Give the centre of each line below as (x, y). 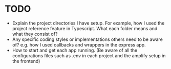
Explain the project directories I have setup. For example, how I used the (88, 23)
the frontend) (26, 61)
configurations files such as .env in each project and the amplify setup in (89, 55)
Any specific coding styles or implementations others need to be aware (88, 39)
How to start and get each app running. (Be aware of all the (75, 50)
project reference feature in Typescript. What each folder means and (85, 28)
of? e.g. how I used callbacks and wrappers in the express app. (79, 44)
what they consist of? (35, 34)
